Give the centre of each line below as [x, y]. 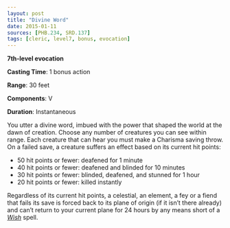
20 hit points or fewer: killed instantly [69, 182]
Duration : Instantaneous [42, 112]
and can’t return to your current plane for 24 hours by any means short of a [114, 210]
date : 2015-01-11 [32, 26]
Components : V [30, 99]
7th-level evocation [35, 58]
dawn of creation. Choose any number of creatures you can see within [107, 133]
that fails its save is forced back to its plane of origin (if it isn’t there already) [114, 203]
